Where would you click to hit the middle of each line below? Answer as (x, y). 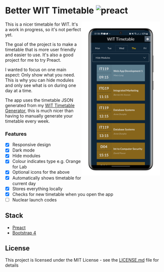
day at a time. (19, 90)
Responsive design (31, 145)
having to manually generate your (39, 116)
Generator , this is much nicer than (39, 111)
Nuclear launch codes (34, 199)
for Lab (19, 167)
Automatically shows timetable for (47, 178)
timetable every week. (27, 121)
